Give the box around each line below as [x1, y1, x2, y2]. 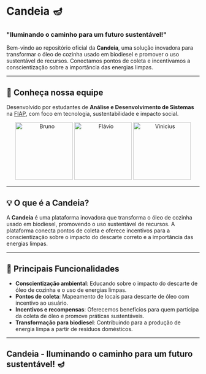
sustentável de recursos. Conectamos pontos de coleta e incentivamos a [6, 57, 191, 64]
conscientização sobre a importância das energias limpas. [6, 64, 153, 71]
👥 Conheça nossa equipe [6, 87, 104, 97]
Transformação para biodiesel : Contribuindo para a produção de [15, 319, 181, 326]
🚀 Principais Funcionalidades [6, 264, 120, 274]
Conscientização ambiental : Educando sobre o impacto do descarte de [15, 280, 198, 287]
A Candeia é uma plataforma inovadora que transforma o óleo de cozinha [6, 214, 193, 221]
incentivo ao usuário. [15, 299, 69, 307]
